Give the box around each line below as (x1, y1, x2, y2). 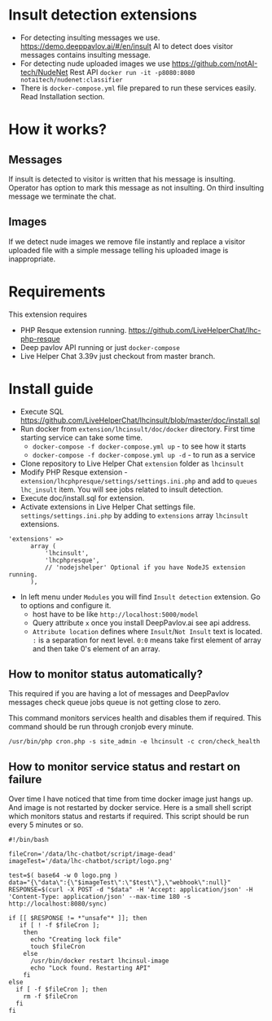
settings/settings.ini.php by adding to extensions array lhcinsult (20, 511, 248, 520)
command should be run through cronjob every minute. (8, 722, 194, 732)
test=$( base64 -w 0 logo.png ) (8, 871, 118, 880)
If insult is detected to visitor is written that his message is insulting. (8, 173, 236, 184)
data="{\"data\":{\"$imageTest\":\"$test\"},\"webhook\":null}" (8, 879, 231, 887)
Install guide (8, 379, 94, 398)
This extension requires (8, 309, 88, 319)
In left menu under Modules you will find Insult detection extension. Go (20, 592, 261, 602)
